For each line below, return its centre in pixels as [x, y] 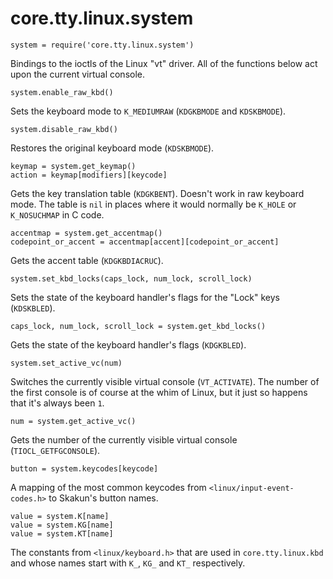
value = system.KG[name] [62, 525]
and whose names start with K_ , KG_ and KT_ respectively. [128, 563]
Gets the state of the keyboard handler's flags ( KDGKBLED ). [128, 344]
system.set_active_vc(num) [66, 363]
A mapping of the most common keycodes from [108, 487]
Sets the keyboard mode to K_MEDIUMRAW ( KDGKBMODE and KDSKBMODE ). [148, 111]
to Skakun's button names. [103, 498]
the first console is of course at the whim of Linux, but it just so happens [159, 392]
